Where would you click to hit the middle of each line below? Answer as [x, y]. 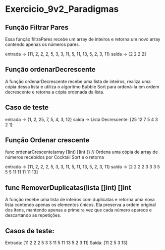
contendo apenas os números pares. [43, 44]
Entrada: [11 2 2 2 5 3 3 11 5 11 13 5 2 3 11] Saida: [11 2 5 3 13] [66, 243]
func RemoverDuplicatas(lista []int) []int [68, 187]
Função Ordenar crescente [47, 140]
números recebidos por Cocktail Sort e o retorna [55, 157]
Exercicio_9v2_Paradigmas [62, 9]
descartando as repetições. [33, 215]
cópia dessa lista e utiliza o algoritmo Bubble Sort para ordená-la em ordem [82, 86]
